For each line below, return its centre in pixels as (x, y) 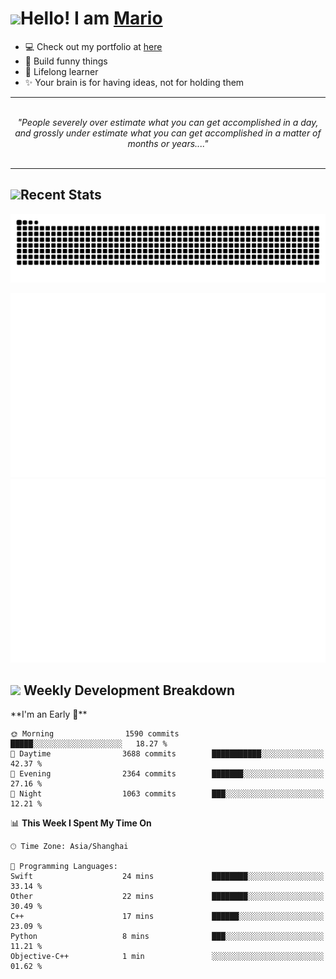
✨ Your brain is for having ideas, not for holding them (134, 82)
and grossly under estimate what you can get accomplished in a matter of (168, 133)
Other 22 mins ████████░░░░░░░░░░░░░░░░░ (167, 897)
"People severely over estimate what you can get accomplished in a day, (168, 122)
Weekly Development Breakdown (129, 690)
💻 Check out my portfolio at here (93, 46)
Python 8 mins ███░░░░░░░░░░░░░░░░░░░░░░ (167, 937)
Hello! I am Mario (91, 18)
